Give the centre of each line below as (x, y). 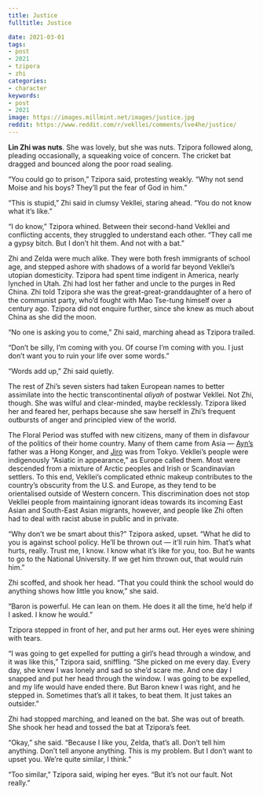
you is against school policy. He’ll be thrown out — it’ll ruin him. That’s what (130, 542)
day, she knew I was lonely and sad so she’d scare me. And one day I (120, 670)
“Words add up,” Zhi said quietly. (61, 371)
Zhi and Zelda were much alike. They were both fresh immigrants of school (129, 258)
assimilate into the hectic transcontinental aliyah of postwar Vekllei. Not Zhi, (131, 394)
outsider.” (24, 703)
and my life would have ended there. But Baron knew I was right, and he (124, 686)
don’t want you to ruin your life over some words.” (89, 356)
